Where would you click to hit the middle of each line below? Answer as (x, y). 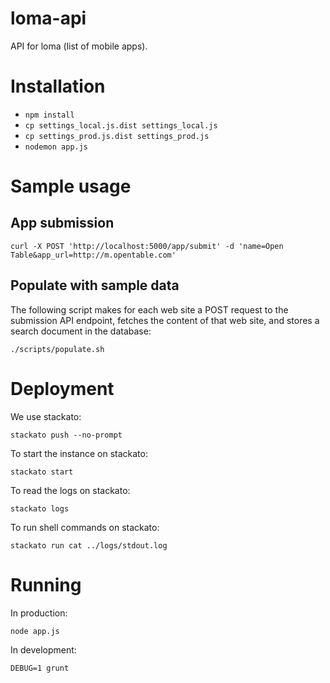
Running (46, 584)
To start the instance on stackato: (79, 453)
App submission (62, 223)
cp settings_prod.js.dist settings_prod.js (117, 136)
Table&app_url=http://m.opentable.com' (93, 255)
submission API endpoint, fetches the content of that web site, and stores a (165, 320)
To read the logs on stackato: (70, 490)
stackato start (42, 472)
